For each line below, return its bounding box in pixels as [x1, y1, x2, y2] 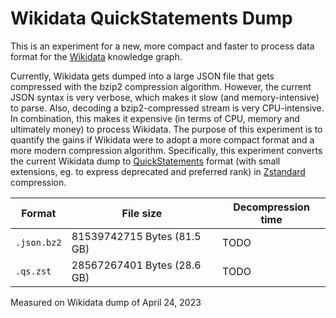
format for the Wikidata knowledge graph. [10, 50, 183, 62]
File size [121, 206, 163, 220]
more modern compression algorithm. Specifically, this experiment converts [10, 144, 323, 156]
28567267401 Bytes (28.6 [71, 258, 202, 272]
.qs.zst [15, 265, 52, 277]
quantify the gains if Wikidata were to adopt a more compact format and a [10, 133, 315, 146]
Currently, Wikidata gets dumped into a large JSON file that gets [10, 70, 275, 82]
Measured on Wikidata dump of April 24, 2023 [10, 296, 202, 308]
